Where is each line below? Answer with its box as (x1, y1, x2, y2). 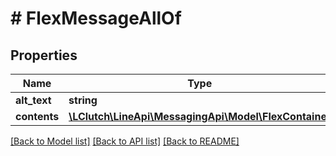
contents (15, 110, 60, 123)
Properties (10, 47, 78, 64)
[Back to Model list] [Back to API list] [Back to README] (10, 135, 240, 147)
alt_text (15, 93, 52, 107)
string (68, 93, 98, 107)
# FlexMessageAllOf (10, 7, 182, 30)
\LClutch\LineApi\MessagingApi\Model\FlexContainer (68, 110, 332, 123)
